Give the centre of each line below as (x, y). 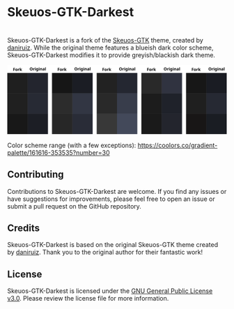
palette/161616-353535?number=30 (58, 152)
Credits (24, 228)
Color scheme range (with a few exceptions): (72, 145)
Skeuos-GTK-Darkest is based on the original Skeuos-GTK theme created (113, 245)
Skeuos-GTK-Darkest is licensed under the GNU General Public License (110, 291)
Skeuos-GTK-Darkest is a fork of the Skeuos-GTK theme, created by (105, 40)
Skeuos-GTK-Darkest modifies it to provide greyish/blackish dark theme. (111, 55)
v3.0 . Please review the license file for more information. (88, 299)
